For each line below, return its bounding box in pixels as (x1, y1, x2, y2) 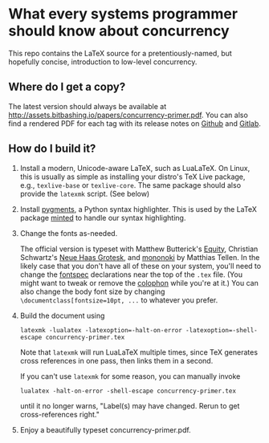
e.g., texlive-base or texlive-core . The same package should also (19, 180, 242, 189)
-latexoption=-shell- (185, 326, 259, 334)
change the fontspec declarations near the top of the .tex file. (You (19, 270, 243, 279)
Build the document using (19, 311, 105, 320)
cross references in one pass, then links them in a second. (19, 356, 214, 365)
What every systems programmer (8, 5, 238, 23)
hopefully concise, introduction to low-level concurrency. (8, 57, 198, 67)
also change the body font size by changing (19, 287, 165, 296)
